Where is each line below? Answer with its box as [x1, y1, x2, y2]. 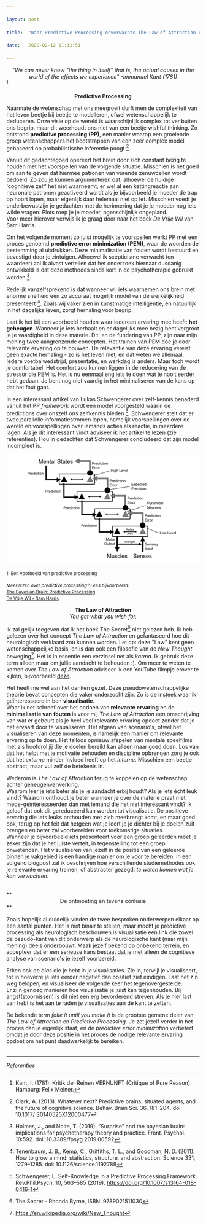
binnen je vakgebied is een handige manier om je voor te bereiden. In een [6, 853, 192, 860]
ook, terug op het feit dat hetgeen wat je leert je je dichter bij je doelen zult [6, 820, 195, 827]
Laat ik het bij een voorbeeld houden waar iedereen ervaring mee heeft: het [6, 318, 198, 326]
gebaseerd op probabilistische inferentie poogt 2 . [6, 143, 131, 152]
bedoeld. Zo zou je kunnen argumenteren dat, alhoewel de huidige [6, 176, 174, 184]
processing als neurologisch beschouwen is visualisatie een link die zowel [6, 928, 194, 936]
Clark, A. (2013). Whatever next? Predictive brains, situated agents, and [15, 1097, 196, 1105]
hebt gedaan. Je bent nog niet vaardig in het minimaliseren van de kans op [6, 377, 195, 384]
